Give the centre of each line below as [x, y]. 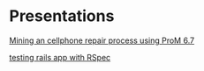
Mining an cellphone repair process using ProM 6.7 [102, 40]
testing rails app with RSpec [60, 57]
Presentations [62, 16]
